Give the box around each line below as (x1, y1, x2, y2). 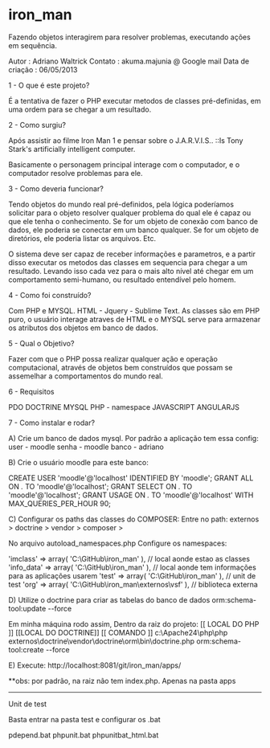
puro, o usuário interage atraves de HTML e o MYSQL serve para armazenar (8, 314, 261, 324)
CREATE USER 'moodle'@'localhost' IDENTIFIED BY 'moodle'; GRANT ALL (8, 472, 254, 483)
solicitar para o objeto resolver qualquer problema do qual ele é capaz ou (8, 207, 252, 218)
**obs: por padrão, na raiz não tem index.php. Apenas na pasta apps (8, 676, 236, 685)
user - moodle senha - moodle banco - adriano (8, 442, 165, 452)
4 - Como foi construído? (8, 290, 92, 300)
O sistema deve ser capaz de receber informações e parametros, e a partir (8, 249, 256, 259)
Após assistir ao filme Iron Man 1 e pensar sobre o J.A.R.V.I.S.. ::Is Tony (8, 135, 243, 145)
